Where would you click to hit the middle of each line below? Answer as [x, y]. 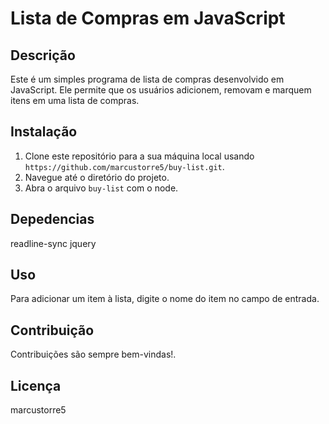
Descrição [43, 55]
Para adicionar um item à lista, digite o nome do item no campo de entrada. [165, 299]
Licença [36, 385]
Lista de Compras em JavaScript [148, 18]
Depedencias [52, 219]
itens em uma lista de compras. [75, 100]
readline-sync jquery [53, 243]
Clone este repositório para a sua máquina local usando [139, 156]
